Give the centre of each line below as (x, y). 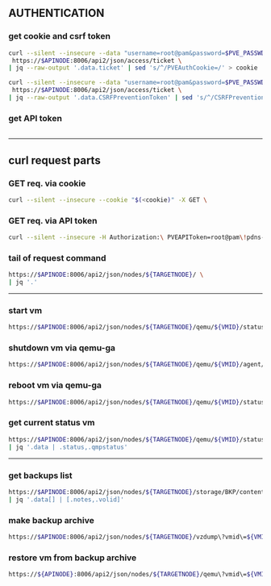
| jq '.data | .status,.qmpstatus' (68, 447)
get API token (35, 118)
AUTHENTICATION (56, 13)
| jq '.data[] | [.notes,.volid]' (67, 500)
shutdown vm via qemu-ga (62, 348)
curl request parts (54, 160)
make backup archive (51, 520)
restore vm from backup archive (73, 558)
